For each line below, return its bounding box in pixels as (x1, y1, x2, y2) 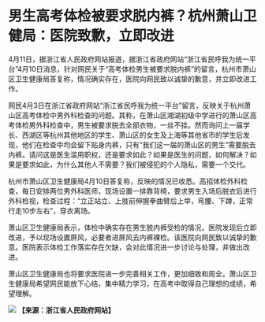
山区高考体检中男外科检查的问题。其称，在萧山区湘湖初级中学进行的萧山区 (8, 110, 250, 120)
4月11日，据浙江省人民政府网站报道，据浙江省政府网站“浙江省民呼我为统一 (8, 54, 250, 64)
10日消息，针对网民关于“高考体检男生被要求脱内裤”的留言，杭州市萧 (28, 64, 250, 73)
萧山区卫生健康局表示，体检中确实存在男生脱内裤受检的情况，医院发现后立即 (8, 222, 257, 232)
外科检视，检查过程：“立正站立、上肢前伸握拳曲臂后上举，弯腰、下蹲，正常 (8, 196, 254, 205)
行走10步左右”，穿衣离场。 (8, 205, 95, 215)
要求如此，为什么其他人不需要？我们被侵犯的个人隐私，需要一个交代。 (21, 159, 250, 169)
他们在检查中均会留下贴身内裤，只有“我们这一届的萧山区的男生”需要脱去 (21, 139, 256, 150)
